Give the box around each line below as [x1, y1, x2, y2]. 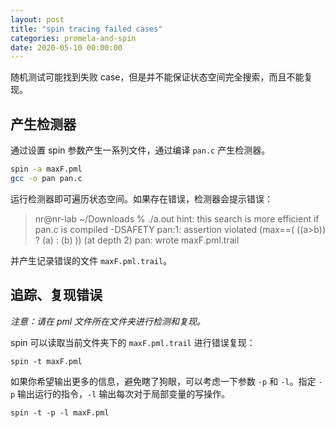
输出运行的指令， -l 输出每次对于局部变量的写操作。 [17, 387, 231, 400]
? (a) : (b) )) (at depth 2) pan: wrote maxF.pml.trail [34, 234, 240, 246]
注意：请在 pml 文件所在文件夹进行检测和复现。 [10, 315, 207, 327]
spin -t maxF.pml [10, 356, 83, 366]
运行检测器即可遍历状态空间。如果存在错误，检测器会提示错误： [10, 192, 273, 205]
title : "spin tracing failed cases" [10, 24, 163, 34]
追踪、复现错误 [10, 287, 103, 304]
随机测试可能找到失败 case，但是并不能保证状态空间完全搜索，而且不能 [10, 71, 305, 83]
